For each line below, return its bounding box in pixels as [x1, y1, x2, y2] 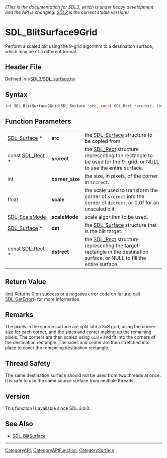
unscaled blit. [84, 205, 116, 212]
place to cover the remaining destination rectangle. [5, 345, 109, 351]
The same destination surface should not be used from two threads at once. [5, 372, 161, 378]
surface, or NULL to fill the [84, 254, 147, 261]
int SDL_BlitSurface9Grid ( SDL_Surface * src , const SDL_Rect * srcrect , [5, 103, 155, 109]
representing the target [84, 242, 139, 249]
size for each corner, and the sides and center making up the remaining [5, 329, 152, 335]
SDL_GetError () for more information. [5, 296, 81, 302]
